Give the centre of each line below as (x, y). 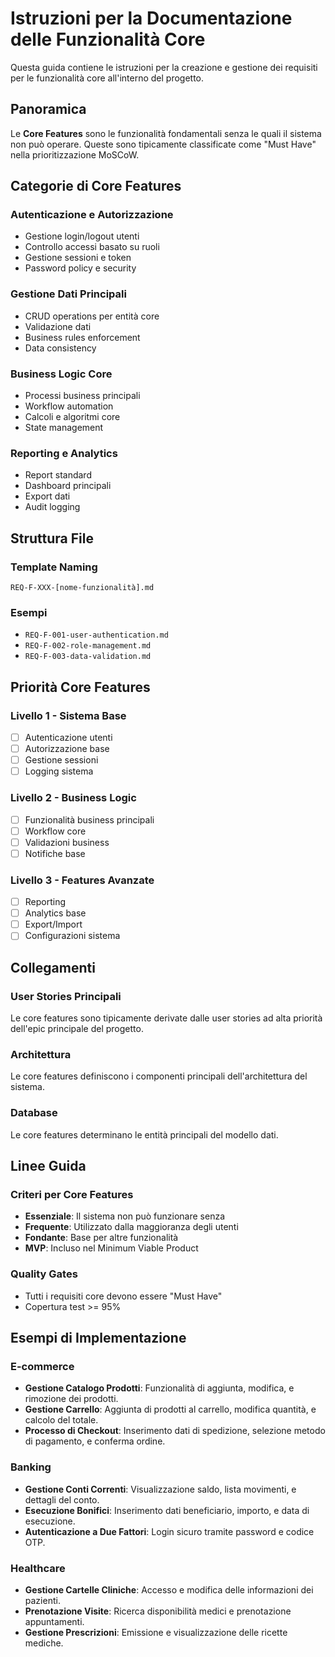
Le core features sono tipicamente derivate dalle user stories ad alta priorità (166, 1018)
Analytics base (55, 913)
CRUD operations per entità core (92, 316)
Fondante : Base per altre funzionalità (101, 1238)
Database (34, 1113)
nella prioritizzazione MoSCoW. (75, 154)
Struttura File (52, 538)
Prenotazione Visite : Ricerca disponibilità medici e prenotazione (158, 1611)
